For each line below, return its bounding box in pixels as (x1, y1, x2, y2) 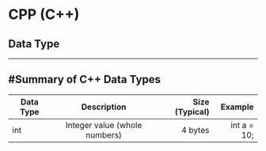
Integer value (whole (65, 119, 142, 130)
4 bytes (180, 124, 210, 135)
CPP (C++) (8, 6, 80, 24)
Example (220, 101, 254, 112)
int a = (230, 119, 254, 130)
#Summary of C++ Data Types (8, 73, 161, 86)
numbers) (85, 129, 123, 140)
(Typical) (174, 106, 210, 117)
